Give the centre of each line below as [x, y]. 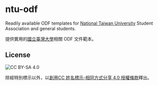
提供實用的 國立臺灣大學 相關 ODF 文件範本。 [51, 39]
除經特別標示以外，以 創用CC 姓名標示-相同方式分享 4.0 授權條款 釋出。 [78, 77]
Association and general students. [41, 28]
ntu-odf [22, 9]
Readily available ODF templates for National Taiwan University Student [79, 23]
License [18, 55]
